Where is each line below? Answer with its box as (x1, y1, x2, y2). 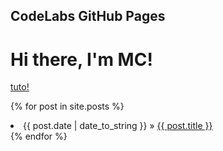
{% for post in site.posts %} (10, 100, 125, 113)
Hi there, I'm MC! (10, 48, 153, 71)
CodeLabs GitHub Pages (10, 8, 166, 25)
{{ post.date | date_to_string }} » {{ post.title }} (23, 120, 213, 132)
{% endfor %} (10, 130, 68, 143)
